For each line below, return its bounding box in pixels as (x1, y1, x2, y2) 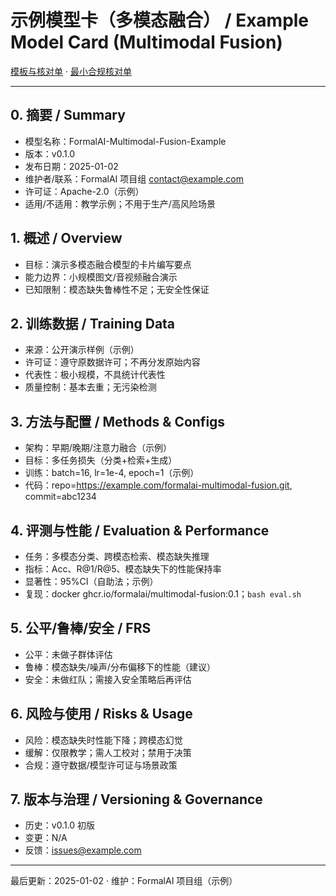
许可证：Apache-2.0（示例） (24, 185, 145, 197)
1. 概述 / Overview (10, 230, 123, 247)
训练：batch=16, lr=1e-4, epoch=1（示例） (24, 467, 200, 479)
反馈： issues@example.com (24, 844, 142, 856)
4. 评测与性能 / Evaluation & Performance (10, 522, 270, 539)
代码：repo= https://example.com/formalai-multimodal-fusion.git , (24, 479, 293, 491)
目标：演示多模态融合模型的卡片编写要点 (24, 258, 192, 270)
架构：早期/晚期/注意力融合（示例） (24, 442, 172, 454)
